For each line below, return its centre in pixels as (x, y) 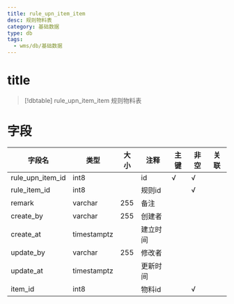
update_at (27, 271)
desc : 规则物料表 (30, 20)
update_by (28, 253)
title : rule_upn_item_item (46, 14)
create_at (26, 234)
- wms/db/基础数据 (38, 46)
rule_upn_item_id (38, 177)
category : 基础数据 (33, 26)
